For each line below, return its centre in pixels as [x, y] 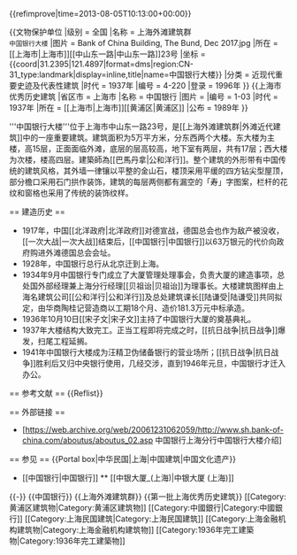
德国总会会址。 [88, 253]
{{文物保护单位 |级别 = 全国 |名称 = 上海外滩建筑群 [100, 32]
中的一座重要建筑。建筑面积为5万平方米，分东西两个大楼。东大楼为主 [149, 138]
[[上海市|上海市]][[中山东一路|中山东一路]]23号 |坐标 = [107, 54]
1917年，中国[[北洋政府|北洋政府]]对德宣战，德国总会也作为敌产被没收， [153, 231]
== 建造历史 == [37, 212]
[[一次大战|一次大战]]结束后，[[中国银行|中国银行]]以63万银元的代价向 [149, 242]
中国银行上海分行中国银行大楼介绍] [219, 440]
